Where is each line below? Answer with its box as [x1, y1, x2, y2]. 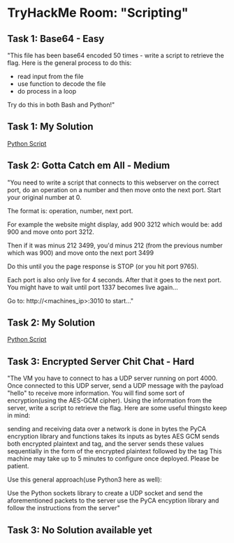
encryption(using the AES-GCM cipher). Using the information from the [7, 396, 212, 405]
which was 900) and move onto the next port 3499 [7, 248, 154, 256]
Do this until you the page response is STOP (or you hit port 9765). [7, 262, 199, 270]
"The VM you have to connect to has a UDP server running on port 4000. [7, 374, 218, 382]
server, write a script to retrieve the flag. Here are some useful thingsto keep [7, 404, 227, 412]
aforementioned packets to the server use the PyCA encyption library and [7, 496, 219, 505]
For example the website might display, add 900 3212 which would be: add [7, 220, 222, 229]
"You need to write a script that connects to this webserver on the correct [7, 178, 219, 187]
